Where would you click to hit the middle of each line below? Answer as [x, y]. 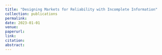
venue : [12, 27]
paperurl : [15, 32]
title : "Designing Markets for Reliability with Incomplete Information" [81, 9]
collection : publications [31, 14]
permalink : [16, 18]
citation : [15, 41]
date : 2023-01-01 [23, 23]
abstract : [15, 45]
